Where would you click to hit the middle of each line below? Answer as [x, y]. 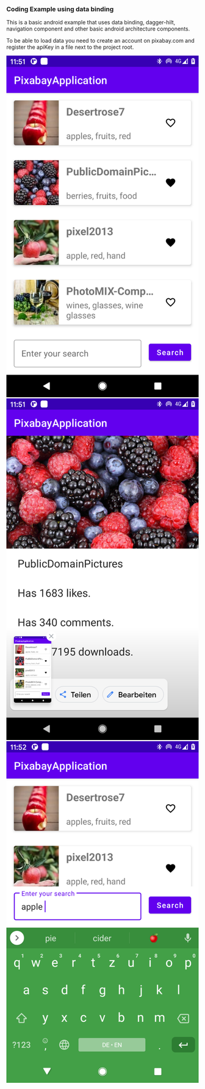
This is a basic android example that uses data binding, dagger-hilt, [91, 23]
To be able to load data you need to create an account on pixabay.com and [101, 41]
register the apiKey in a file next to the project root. [70, 47]
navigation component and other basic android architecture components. [98, 29]
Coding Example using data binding [60, 9]
